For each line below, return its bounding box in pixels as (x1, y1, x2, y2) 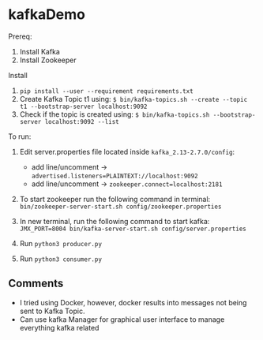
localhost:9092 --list (44, 118, 120, 125)
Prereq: (8, 32, 32, 41)
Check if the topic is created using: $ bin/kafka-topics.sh (19, 109, 210, 119)
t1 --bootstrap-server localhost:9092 (19, 103, 148, 110)
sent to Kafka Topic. (19, 306, 85, 316)
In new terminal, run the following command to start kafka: (19, 216, 210, 226)
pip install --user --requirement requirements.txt (19, 87, 193, 95)
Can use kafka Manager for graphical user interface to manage (19, 314, 225, 324)
